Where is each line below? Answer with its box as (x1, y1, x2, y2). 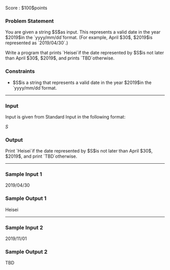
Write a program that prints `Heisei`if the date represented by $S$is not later (5, 50, 164, 56)
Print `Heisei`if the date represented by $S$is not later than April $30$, (5, 148, 153, 154)
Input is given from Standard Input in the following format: (5, 113, 125, 119)
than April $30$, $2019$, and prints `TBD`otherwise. (5, 55, 115, 61)
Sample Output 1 (5, 195, 47, 202)
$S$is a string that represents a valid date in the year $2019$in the (12, 79, 152, 85)
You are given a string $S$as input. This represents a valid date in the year (5, 29, 161, 35)
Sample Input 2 (5, 224, 43, 231)
